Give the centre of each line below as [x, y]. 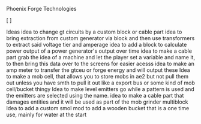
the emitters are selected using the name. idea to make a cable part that [95, 96]
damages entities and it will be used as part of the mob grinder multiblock [97, 102]
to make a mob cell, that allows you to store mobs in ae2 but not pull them [97, 76]
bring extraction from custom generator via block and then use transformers [100, 38]
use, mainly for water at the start [46, 114]
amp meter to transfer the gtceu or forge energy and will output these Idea [98, 70]
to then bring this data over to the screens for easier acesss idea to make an [100, 63]
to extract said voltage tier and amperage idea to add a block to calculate [97, 45]
